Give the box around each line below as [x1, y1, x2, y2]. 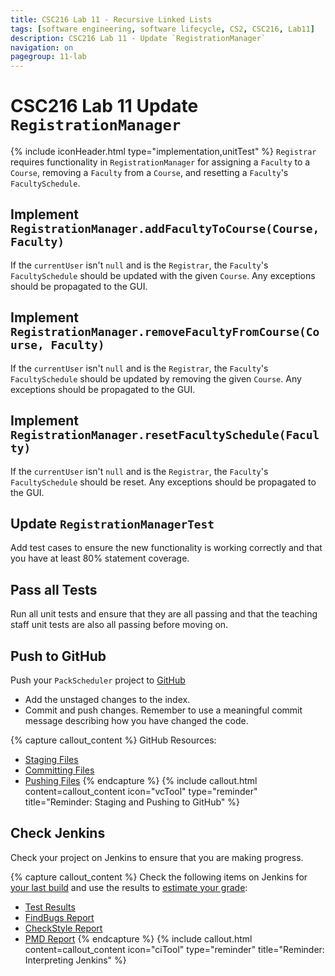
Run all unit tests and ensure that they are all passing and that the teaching [10, 608, 318, 620]
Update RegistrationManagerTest [10, 515, 215, 532]
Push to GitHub [10, 647, 107, 665]
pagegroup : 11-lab [10, 52, 87, 62]
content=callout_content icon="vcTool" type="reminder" [24, 785, 258, 797]
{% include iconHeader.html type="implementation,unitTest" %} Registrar [10, 146, 317, 158]
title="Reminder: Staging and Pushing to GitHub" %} [24, 796, 240, 808]
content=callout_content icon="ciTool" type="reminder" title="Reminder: [24, 943, 325, 955]
